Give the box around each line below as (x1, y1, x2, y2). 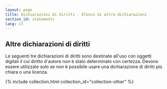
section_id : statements (5, 16, 55, 21)
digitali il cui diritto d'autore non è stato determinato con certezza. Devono (5, 58, 159, 64)
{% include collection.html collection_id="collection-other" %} (5, 78, 134, 85)
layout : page (5, 7, 33, 12)
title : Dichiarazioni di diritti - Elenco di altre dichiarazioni (5, 12, 147, 17)
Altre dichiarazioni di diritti (5, 39, 90, 48)
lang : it (5, 21, 24, 26)
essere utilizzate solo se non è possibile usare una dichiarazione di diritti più (5, 63, 162, 70)
